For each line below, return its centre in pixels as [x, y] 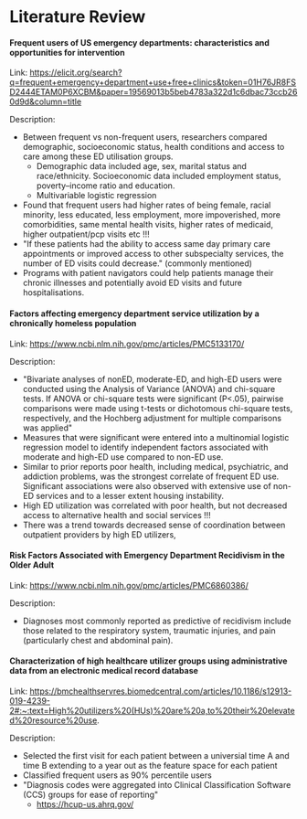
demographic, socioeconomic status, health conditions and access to [153, 147]
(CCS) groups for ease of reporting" [90, 794]
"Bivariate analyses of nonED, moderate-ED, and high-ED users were [152, 379]
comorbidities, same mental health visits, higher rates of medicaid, [148, 225]
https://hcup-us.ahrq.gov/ [85, 804]
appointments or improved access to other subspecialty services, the [153, 254]
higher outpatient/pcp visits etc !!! [86, 234]
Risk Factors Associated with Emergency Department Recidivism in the [147, 556]
